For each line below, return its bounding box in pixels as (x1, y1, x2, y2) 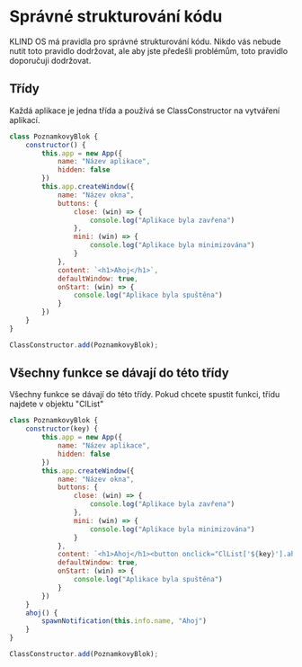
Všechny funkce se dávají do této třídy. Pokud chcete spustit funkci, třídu (9, 389, 280, 400)
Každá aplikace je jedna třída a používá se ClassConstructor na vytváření (9, 105, 280, 116)
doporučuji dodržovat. (9, 55, 92, 66)
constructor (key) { (25, 424, 99, 433)
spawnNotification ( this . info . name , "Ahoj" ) (41, 617, 207, 626)
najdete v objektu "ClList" (9, 398, 104, 410)
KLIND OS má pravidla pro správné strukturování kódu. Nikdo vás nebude (9, 36, 281, 47)
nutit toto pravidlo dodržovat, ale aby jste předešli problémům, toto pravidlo (9, 45, 289, 56)
